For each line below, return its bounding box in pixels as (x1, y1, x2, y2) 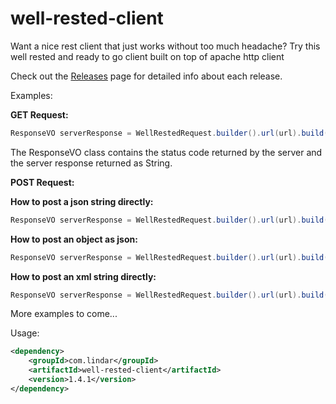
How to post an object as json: (10, 233, 138, 245)
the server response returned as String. (10, 157, 173, 169)
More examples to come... (10, 308, 118, 320)
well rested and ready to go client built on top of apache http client (10, 50, 285, 62)
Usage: (10, 327, 40, 339)
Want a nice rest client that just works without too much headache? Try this (10, 40, 321, 52)
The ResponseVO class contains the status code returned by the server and (10, 146, 323, 158)
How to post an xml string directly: (10, 270, 157, 282)
